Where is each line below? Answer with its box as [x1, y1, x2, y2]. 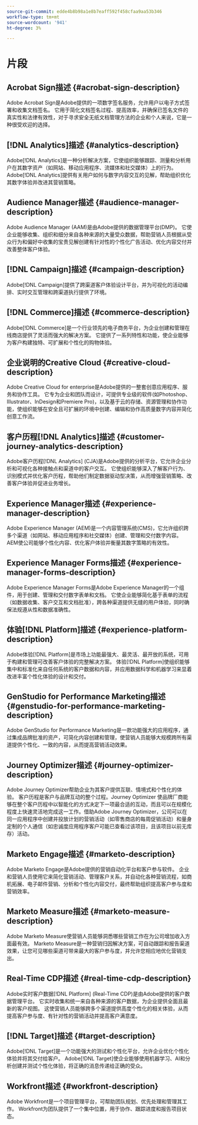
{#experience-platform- [97, 625, 187, 635]
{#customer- [116, 431, 165, 441]
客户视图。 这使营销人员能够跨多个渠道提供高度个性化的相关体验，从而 [16, 1005, 189, 1012]
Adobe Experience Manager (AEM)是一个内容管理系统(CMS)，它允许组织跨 [6, 524, 189, 531]
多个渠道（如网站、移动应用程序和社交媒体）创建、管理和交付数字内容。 [6, 531, 182, 538]
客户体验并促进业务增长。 [11, 480, 74, 487]
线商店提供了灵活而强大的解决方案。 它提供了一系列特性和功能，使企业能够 [6, 332, 189, 339]
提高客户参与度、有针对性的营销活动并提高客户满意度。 [6, 1012, 140, 1019]
